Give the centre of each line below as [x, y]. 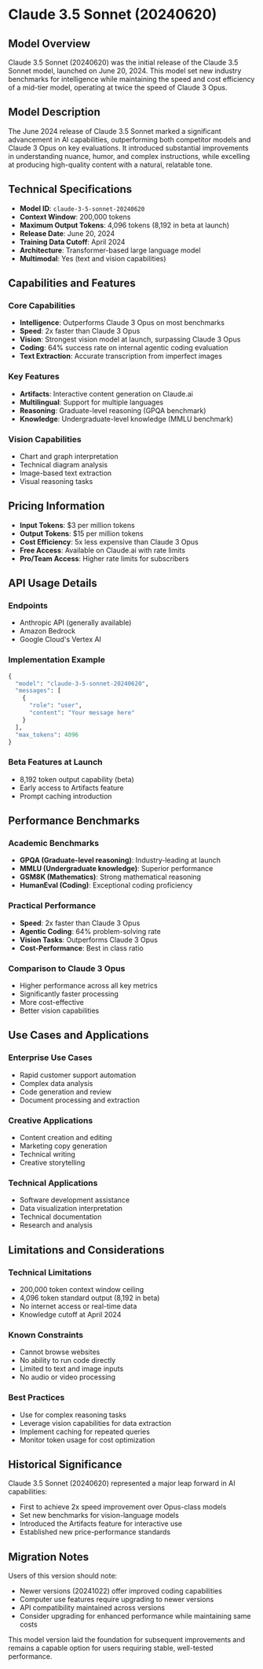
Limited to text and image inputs [71, 1369]
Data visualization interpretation [71, 1209]
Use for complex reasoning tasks [73, 1415]
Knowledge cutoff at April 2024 [70, 1315]
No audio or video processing [68, 1377]
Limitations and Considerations [86, 1250]
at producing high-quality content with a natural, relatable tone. [110, 164]
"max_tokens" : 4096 [47, 735]
